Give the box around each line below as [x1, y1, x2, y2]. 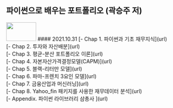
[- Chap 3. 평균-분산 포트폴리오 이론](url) [6, 50, 103, 57]
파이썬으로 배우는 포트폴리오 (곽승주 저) [6, 5, 143, 16]
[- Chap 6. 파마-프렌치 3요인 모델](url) [6, 72, 97, 79]
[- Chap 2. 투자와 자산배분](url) [6, 42, 81, 50]
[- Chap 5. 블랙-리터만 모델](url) [6, 65, 82, 72]
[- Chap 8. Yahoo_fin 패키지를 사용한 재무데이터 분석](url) [6, 87, 142, 94]
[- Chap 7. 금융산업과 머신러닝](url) [6, 80, 89, 87]
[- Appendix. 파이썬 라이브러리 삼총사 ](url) [6, 95, 109, 102]
